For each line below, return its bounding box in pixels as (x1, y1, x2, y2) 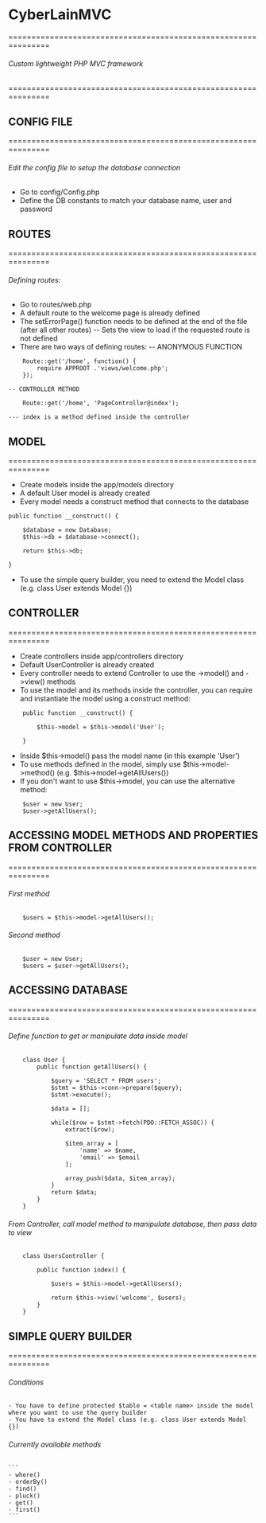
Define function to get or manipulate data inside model (8, 1031, 188, 1041)
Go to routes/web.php (19, 300, 92, 310)
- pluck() (8, 1492, 41, 1500)
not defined (19, 334, 58, 343)
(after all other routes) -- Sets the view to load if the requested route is (19, 325, 250, 335)
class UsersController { (22, 1252, 105, 1260)
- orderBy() (8, 1478, 48, 1486)
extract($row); (64, 1126, 115, 1134)
